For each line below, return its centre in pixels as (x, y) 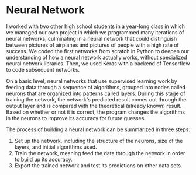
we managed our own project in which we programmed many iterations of (95, 32)
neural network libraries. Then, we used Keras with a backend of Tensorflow (98, 63)
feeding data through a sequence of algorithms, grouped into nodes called (96, 87)
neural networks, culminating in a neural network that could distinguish (92, 38)
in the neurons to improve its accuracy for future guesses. (76, 118)
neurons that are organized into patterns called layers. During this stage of (96, 93)
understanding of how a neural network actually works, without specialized (97, 57)
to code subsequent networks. (43, 69)
